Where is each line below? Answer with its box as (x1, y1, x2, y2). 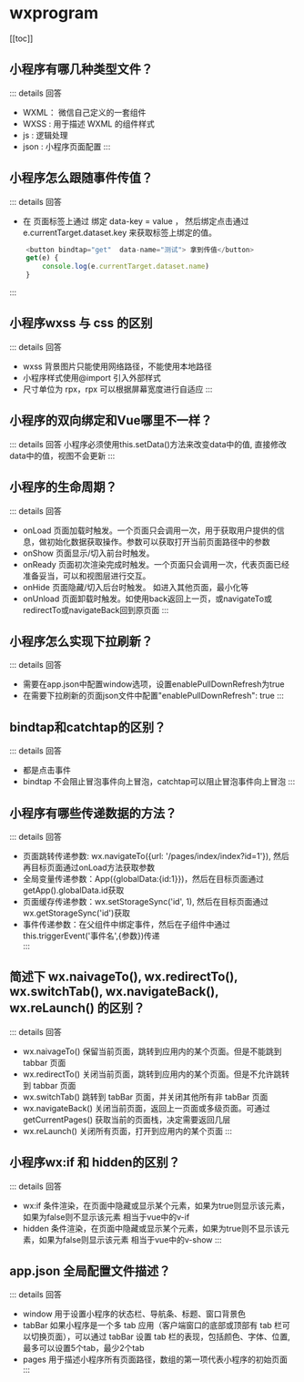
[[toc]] (9, 33, 34, 44)
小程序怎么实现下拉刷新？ (9, 633, 153, 649)
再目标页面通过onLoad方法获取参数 (22, 862, 156, 873)
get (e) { (25, 253, 59, 262)
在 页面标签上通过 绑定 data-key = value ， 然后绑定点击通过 (22, 215, 249, 226)
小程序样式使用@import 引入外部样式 (22, 372, 161, 383)
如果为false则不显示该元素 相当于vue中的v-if (22, 1211, 190, 1223)
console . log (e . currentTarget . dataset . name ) (42, 262, 209, 271)
